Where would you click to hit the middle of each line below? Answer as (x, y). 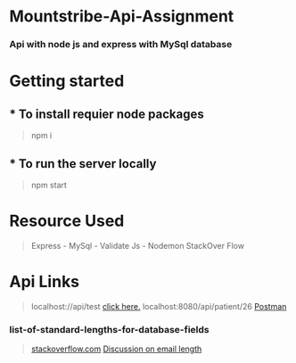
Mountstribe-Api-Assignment (122, 16)
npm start (49, 185)
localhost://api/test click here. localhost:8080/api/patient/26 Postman (159, 306)
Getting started (67, 81)
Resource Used (67, 221)
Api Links (45, 282)
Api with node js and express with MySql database (121, 45)
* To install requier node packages (107, 114)
